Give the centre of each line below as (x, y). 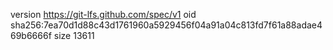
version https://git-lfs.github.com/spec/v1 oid (103, 14)
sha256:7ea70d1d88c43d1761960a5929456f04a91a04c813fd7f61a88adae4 (166, 25)
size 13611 (74, 35)
